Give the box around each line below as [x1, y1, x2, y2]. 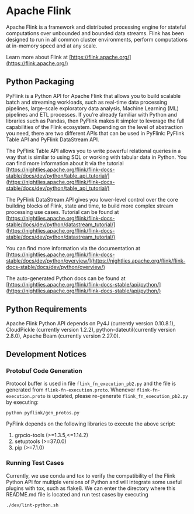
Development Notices [6, 349, 87, 359]
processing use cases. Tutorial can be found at [6, 208, 119, 215]
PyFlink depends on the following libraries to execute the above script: [6, 420, 176, 427]
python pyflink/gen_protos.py [6, 410, 80, 416]
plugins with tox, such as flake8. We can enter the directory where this [6, 485, 176, 492]
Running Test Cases [6, 459, 64, 467]
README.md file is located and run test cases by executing [6, 491, 149, 498]
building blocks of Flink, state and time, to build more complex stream [6, 202, 174, 209]
